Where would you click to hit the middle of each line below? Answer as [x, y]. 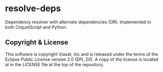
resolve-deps [33, 9]
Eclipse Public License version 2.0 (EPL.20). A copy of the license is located [82, 59]
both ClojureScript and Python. [36, 27]
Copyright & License [37, 43]
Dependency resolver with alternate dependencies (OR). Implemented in [78, 22]
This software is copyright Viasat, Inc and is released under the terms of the [81, 54]
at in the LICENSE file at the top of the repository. [55, 64]
